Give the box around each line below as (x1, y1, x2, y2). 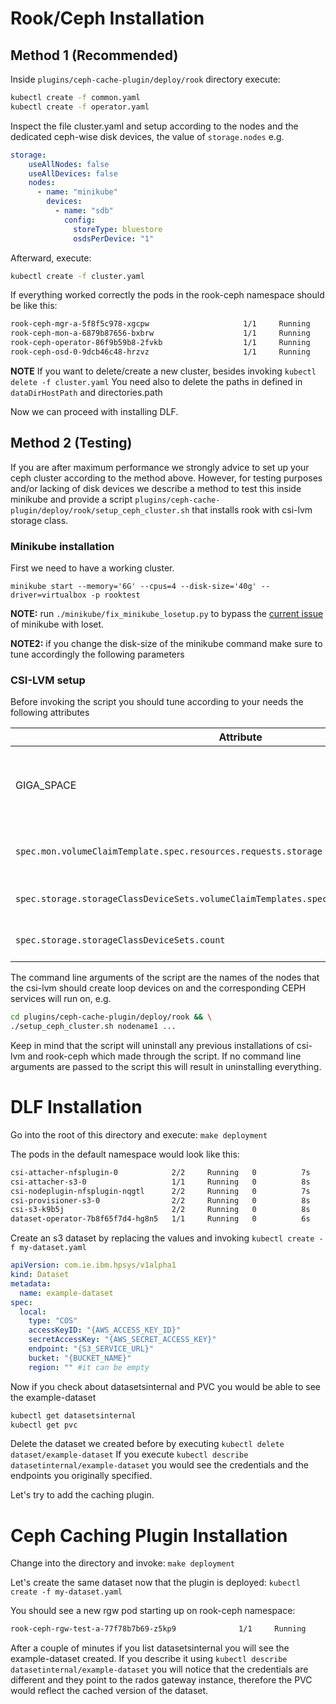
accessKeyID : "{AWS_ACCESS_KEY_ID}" (28, 1325, 182, 1336)
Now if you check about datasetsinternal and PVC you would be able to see (10, 1380, 322, 1392)
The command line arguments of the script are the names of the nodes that (10, 972, 320, 984)
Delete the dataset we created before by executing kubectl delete (10, 1438, 285, 1450)
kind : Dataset (10, 1270, 70, 1280)
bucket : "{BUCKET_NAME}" (28, 1353, 132, 1363)
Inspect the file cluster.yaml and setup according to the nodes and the (10, 120, 299, 132)
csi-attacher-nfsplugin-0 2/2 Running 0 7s (10, 1167, 311, 1177)
